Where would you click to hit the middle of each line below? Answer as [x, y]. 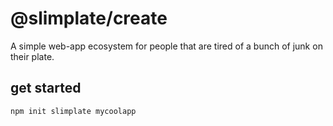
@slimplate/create [89, 18]
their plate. [32, 56]
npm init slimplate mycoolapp [73, 111]
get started [46, 88]
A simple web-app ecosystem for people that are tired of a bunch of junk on [166, 46]
